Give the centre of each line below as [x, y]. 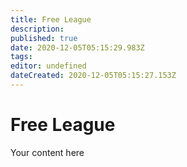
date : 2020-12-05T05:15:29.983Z [77, 47]
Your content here [47, 152]
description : [37, 29]
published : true [44, 38]
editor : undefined [48, 66]
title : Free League [51, 19]
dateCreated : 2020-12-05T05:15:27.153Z [93, 76]
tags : [21, 57]
